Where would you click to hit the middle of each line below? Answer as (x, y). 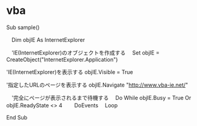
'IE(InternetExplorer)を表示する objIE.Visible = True (70, 72)
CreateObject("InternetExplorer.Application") (62, 59)
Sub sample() (23, 27)
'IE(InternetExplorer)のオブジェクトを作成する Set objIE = (85, 53)
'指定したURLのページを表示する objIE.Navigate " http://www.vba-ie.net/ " (97, 85)
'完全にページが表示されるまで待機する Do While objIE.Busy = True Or (101, 98)
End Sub (17, 117)
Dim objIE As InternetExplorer (48, 39)
